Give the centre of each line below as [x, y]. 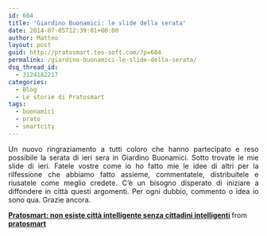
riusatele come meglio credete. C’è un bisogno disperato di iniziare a [133, 183]
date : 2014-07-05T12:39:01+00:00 [64, 30]
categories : [28, 82]
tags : [17, 104]
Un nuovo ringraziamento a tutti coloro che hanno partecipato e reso [133, 149]
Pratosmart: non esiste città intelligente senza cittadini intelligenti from [128, 215]
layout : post [30, 45]
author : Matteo [33, 38]
